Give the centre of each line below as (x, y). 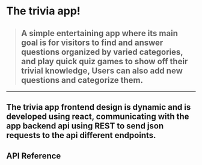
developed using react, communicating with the (98, 117)
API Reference (34, 156)
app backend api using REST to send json (85, 126)
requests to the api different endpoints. (81, 135)
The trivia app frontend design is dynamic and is (99, 107)
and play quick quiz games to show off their (104, 61)
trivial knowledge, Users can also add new (102, 70)
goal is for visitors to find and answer (92, 42)
